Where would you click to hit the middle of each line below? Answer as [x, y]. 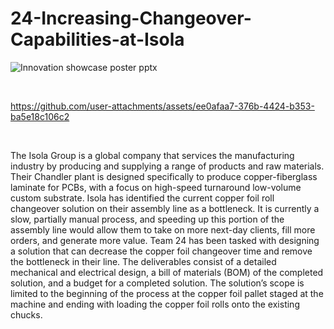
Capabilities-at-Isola [97, 39]
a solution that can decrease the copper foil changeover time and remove [161, 251]
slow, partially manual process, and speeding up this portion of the [147, 219]
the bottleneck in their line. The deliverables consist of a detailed [143, 261]
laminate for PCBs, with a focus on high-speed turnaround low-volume [156, 187]
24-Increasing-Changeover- [131, 18]
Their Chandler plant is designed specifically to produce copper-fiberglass [164, 176]
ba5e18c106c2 [40, 116]
